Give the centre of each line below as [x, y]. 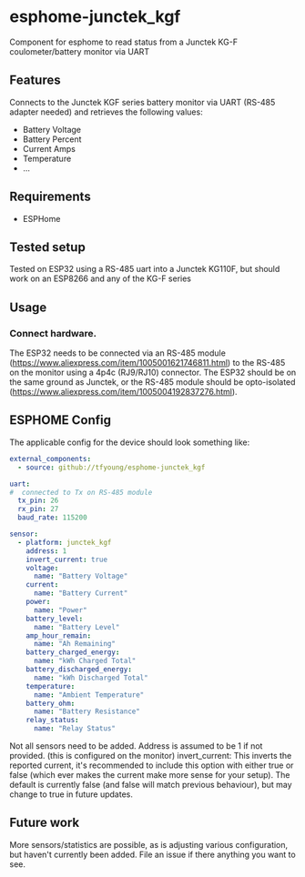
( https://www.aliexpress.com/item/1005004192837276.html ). [124, 392]
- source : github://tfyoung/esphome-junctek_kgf [112, 467]
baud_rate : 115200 [53, 518]
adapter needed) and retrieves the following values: [106, 112]
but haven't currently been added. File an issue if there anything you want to [152, 854]
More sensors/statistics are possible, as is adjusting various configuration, [149, 844]
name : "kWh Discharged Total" [91, 678]
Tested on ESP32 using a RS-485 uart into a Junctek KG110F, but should [145, 269]
